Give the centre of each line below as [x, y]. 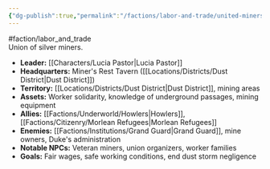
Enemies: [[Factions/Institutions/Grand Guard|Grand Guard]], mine [131, 131]
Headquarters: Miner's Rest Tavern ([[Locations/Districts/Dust [124, 71]
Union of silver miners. [46, 47]
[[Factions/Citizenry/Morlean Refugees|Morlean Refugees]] [118, 122]
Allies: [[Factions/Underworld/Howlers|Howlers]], [102, 114]
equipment [38, 105]
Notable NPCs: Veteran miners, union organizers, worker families [128, 147]
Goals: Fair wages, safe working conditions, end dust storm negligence [138, 156]
